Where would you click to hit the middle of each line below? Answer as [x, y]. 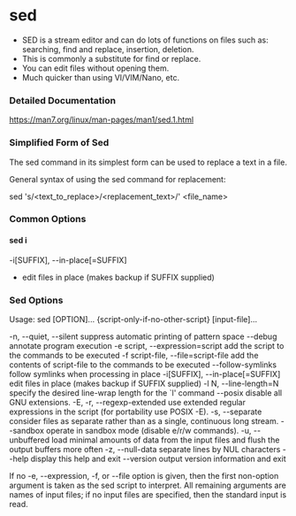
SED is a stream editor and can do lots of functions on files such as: [145, 40]
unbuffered [30, 440]
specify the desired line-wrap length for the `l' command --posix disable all [146, 393]
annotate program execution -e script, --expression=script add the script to [147, 345]
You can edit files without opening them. [95, 68]
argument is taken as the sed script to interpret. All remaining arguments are [148, 485]
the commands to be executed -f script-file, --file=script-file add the [134, 355]
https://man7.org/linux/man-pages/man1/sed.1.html [102, 119]
